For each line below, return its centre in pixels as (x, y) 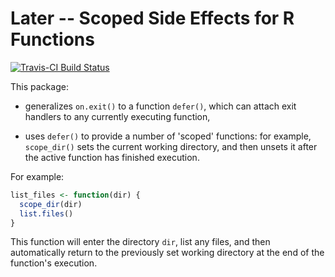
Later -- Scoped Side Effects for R (152, 18)
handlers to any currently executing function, (117, 116)
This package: (39, 86)
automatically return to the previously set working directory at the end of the (167, 253)
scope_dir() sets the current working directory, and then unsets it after (171, 146)
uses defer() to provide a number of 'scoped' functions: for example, (168, 136)
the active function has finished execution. (112, 157)
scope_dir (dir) (51, 204)
